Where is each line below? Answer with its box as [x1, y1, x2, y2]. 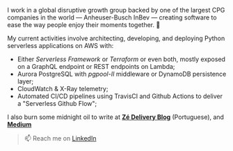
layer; [17, 77, 34, 86]
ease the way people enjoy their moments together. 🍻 [7, 21, 161, 29]
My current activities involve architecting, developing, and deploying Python [7, 34, 225, 42]
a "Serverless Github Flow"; [17, 100, 97, 107]
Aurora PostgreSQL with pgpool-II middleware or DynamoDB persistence [17, 70, 227, 78]
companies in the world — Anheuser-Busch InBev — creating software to [7, 13, 217, 22]
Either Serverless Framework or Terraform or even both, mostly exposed [17, 55, 226, 63]
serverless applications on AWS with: [7, 42, 114, 49]
